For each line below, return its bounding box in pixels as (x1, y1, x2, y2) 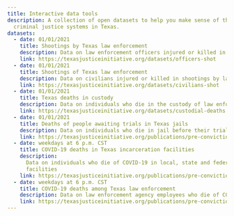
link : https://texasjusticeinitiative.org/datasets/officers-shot (19, 56, 217, 63)
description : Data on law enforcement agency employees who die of (19, 192, 219, 199)
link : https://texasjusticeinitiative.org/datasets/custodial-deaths (19, 107, 226, 114)
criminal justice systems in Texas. (13, 23, 120, 30)
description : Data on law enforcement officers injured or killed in (19, 49, 226, 56)
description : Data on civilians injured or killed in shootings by (19, 75, 219, 82)
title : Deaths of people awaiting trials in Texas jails (19, 120, 189, 128)
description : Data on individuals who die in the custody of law (19, 101, 214, 108)
